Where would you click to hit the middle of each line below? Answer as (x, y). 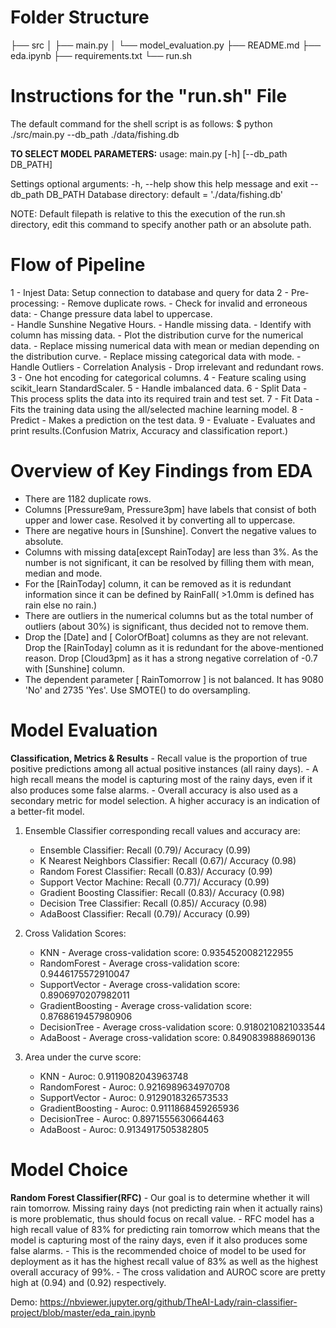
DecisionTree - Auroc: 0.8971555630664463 (132, 1118)
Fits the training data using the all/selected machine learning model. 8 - (157, 409)
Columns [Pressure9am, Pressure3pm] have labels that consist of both (170, 509)
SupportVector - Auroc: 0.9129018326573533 (134, 1097)
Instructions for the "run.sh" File (149, 96)
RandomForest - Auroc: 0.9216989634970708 (135, 1087)
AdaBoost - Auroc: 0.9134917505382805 (124, 1129)
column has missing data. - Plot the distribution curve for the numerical (157, 335)
